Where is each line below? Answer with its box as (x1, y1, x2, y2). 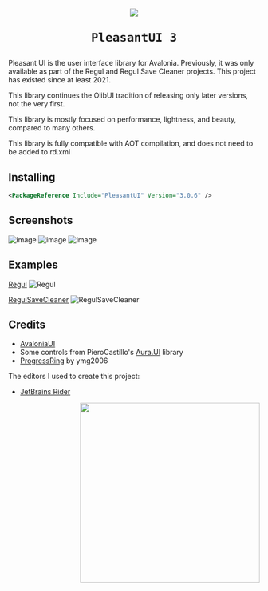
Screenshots (8, 214, 73, 227)
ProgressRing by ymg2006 (19, 356, 108, 365)
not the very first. (8, 99, 65, 109)
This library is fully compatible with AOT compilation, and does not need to (8, 138, 254, 148)
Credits (8, 317, 46, 331)
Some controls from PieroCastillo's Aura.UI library (19, 348, 183, 357)
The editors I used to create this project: (8, 372, 140, 381)
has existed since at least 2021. (8, 75, 112, 85)
